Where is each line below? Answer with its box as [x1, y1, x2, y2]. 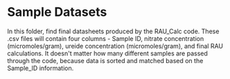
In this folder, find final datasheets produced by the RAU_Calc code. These [7, 27, 220, 35]
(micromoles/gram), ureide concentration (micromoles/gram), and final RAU [7, 42, 224, 50]
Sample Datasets [7, 4, 107, 20]
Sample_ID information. [7, 64, 74, 72]
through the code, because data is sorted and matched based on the [7, 56, 204, 64]
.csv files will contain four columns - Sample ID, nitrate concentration [7, 34, 204, 42]
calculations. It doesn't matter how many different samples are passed [7, 49, 208, 58]
